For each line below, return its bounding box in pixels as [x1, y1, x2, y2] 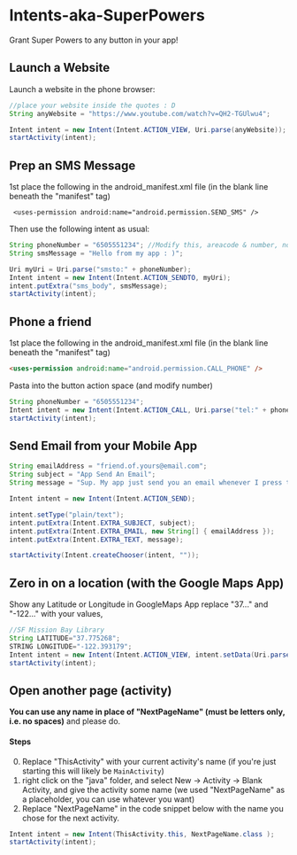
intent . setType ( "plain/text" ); [9, 510, 125, 519]
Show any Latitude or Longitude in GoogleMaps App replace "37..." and [9, 599, 269, 610]
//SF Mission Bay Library [9, 626, 104, 634]
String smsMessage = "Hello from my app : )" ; [9, 249, 184, 258]
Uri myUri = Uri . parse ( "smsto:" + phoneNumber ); [9, 265, 192, 274]
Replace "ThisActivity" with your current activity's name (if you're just [21, 756, 277, 766]
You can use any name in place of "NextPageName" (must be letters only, [9, 706, 286, 718]
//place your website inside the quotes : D [9, 101, 176, 110]
